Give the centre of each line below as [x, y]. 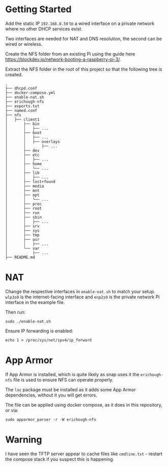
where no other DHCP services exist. [44, 28]
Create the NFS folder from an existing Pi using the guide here [70, 54]
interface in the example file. [35, 302]
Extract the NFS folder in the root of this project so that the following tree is [84, 69]
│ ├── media [25, 186]
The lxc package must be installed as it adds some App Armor [71, 389]
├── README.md [20, 257]
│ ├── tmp [22, 235]
